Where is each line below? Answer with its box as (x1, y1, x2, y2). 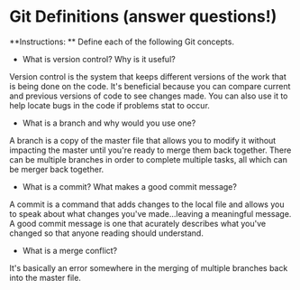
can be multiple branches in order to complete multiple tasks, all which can (9, 154, 288, 164)
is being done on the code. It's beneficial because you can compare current (9, 80, 291, 91)
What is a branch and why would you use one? (22, 117, 196, 128)
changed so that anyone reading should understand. (9, 228, 205, 239)
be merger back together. (9, 164, 105, 174)
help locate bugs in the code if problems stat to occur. (9, 99, 210, 110)
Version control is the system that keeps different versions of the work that (9, 70, 286, 82)
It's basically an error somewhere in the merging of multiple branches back (9, 262, 288, 273)
